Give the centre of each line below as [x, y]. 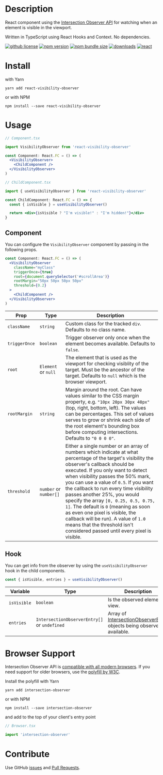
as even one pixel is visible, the [101, 512]
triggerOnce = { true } [33, 272]
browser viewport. [86, 381]
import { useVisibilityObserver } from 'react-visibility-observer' [76, 191]
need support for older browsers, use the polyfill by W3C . [63, 672]
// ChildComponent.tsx [28, 182]
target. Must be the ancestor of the [105, 369]
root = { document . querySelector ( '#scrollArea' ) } [62, 277]
